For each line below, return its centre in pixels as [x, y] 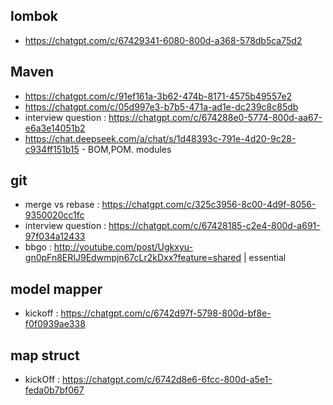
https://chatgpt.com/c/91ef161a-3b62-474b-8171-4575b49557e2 [158, 96]
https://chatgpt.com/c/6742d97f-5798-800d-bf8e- [166, 313]
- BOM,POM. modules [126, 149]
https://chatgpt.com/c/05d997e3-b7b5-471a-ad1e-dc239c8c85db [161, 106]
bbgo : [38, 247]
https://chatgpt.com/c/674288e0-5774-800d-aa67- [215, 117]
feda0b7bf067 [54, 390]
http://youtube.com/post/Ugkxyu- [123, 247]
